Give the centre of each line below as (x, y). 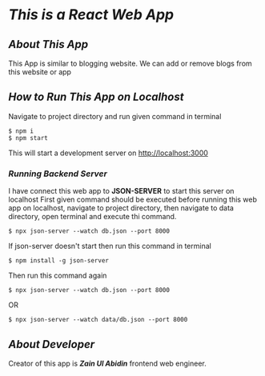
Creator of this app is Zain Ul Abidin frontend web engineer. (107, 363)
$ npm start (28, 138)
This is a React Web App (91, 15)
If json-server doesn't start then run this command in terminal (110, 246)
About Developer (52, 344)
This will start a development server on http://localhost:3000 (108, 153)
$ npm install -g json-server (59, 261)
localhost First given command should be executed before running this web (133, 200)
